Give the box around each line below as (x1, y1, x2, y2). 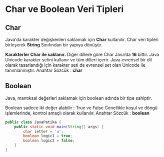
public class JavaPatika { (5, 120, 61, 125)
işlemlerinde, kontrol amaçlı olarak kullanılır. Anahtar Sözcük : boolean (5, 110, 150, 116)
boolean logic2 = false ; (23, 138, 75, 143)
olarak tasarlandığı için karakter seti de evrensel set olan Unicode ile (5, 62, 146, 68)
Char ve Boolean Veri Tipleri (5, 3, 124, 15)
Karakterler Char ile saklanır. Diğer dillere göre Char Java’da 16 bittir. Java (5, 51, 159, 57)
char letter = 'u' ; (23, 129, 64, 134)
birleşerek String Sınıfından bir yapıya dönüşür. (5, 42, 102, 48)
